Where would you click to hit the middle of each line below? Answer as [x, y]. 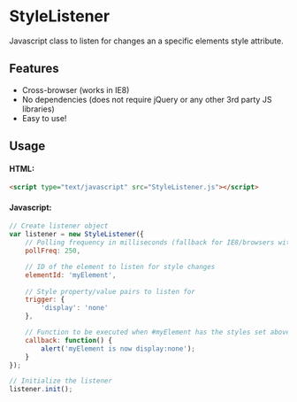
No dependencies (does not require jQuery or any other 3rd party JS [147, 99]
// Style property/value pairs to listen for [110, 291]
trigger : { [45, 300]
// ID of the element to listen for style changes [120, 267]
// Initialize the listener [61, 381]
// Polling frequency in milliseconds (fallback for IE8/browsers [150, 243]
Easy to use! [44, 118]
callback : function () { [69, 340]
